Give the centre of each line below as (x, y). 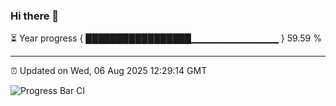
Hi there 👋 (35, 16)
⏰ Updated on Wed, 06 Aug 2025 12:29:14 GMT (109, 71)
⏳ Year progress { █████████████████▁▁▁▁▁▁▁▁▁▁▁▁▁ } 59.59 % (166, 38)
